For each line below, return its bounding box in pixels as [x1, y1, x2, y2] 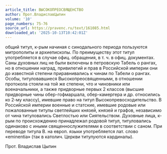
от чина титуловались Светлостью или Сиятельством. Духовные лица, [5, 113, 157, 118]
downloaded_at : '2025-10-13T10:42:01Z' [5, 30, 88, 35]
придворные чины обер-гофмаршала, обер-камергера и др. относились [5, 91, 161, 97]
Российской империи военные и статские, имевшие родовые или [5, 102, 146, 108]
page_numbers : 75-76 [5, 21, 48, 26]
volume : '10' [5, 16, 32, 21]
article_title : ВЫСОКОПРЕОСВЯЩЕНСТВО [5, 7, 84, 12]
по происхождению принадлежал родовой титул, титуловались [15, 118, 152, 124]
